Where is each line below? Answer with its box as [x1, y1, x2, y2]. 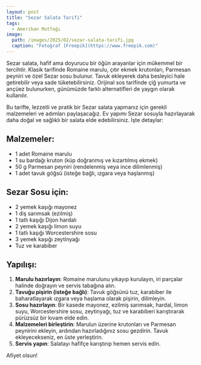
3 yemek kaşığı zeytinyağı [15, 235, 80, 243]
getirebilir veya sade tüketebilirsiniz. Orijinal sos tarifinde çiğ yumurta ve [6, 78, 186, 86]
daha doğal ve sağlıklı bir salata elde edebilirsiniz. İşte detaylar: [6, 116, 163, 123]
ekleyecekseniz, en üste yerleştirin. [15, 333, 104, 341]
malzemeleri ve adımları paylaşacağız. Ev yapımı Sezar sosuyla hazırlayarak [6, 110, 196, 117]
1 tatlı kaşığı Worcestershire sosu [15, 229, 97, 236]
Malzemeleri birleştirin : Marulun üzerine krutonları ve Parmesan [15, 321, 176, 328]
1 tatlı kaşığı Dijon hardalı [15, 216, 77, 223]
